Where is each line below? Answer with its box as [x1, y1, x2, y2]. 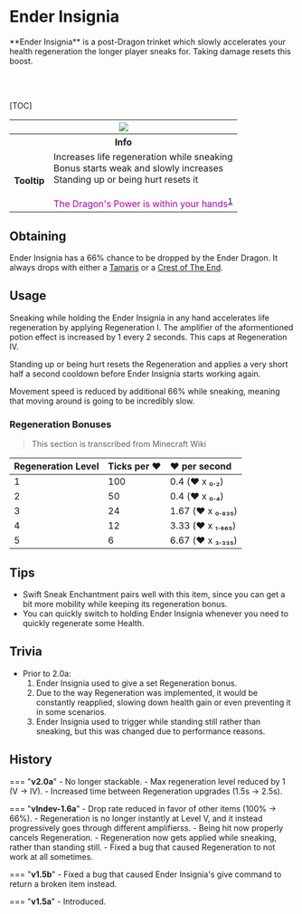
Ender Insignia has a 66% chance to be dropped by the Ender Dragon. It [9, 252, 278, 263]
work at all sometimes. [9, 851, 93, 862]
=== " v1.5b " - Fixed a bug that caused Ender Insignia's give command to [9, 869, 282, 880]
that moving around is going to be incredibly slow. [9, 395, 195, 406]
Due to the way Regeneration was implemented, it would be [35, 687, 259, 698]
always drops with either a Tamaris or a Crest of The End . [9, 262, 223, 273]
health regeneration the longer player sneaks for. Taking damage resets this [9, 45, 291, 56]
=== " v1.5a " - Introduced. [9, 896, 107, 907]
